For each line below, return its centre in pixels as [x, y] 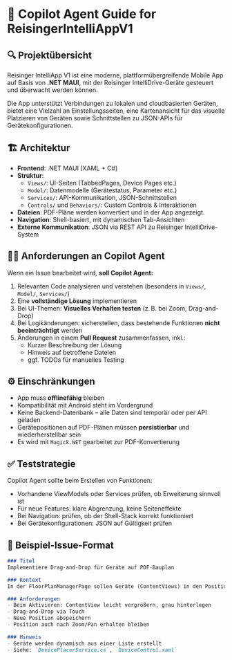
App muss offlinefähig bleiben [61, 398]
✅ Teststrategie [41, 464]
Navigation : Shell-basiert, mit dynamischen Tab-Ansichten [101, 219]
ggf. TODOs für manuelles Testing [76, 360]
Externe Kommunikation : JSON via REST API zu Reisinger [100, 227]
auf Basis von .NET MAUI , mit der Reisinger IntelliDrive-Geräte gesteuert [110, 83]
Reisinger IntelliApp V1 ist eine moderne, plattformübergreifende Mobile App [115, 75]
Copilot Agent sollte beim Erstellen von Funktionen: [80, 481]
